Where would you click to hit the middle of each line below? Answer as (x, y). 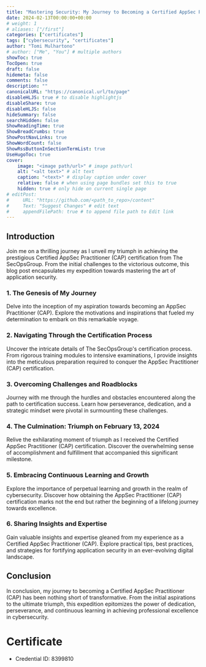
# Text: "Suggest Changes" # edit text (63, 206)
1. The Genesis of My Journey (51, 293)
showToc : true (25, 58)
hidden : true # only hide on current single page (82, 189)
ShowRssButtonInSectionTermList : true (56, 149)
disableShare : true (31, 103)
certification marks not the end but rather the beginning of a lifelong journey (102, 501)
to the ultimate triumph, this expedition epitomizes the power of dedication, (101, 604)
